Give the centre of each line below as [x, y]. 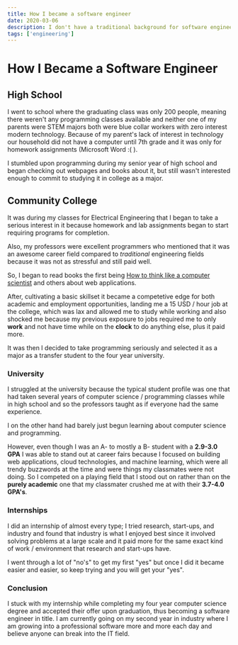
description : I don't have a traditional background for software [107, 27]
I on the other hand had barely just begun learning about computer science [117, 425]
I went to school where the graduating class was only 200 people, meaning [117, 112]
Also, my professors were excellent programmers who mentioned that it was [119, 247]
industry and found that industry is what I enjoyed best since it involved [112, 533]
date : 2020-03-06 [33, 21]
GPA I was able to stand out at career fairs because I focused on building [114, 454]
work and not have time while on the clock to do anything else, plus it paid [116, 327]
